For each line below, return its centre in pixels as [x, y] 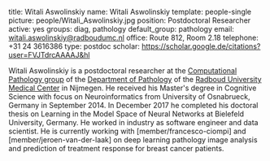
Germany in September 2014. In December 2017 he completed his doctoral [133, 105]
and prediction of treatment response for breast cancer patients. [116, 148]
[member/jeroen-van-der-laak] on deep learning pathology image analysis [133, 140]
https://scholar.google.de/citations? [201, 46]
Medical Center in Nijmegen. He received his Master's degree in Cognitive [133, 88]
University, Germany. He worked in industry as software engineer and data [133, 122]
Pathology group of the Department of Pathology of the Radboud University [135, 79]
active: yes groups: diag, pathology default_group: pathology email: [121, 29]
